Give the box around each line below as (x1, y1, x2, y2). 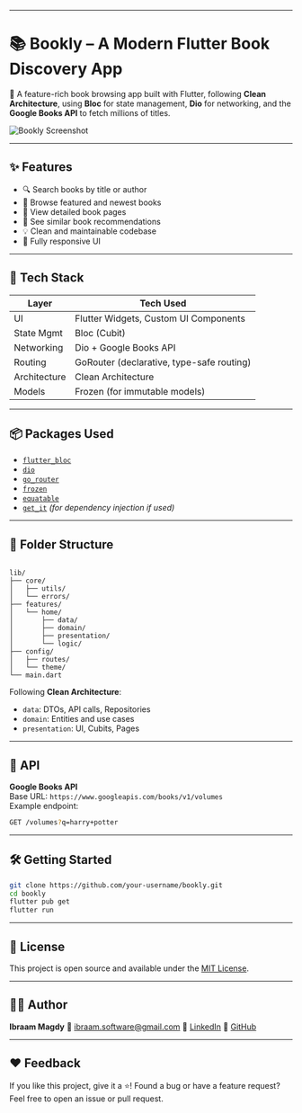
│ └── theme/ (9, 663, 67, 672)
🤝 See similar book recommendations (22, 216, 162, 227)
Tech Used (138, 297, 187, 309)
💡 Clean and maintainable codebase (22, 226, 157, 236)
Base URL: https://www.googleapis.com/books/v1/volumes (9, 791, 223, 801)
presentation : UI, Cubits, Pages (22, 723, 140, 734)
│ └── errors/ (9, 592, 70, 601)
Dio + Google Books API (75, 341, 176, 353)
